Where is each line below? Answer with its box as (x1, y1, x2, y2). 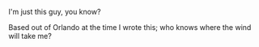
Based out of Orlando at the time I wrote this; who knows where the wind (8, 23, 252, 32)
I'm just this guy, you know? (8, 7, 101, 16)
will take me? (8, 32, 53, 41)
